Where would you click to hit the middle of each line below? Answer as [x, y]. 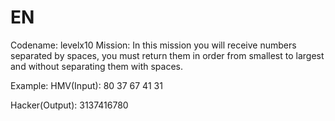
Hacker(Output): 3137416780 [69, 105]
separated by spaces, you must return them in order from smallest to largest [167, 55]
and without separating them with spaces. [96, 66]
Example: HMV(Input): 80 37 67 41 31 [86, 85]
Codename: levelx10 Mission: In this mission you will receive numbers [153, 45]
